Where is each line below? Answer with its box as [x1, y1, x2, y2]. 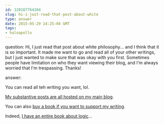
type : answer [5, 16, 32, 21]
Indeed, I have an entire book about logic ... [5, 113, 93, 119]
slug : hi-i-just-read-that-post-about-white [5, 12, 99, 17]
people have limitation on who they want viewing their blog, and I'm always [5, 60, 159, 65]
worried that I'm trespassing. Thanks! [5, 65, 82, 71]
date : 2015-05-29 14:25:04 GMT [5, 21, 70, 26]
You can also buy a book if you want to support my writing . [5, 104, 125, 109]
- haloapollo [5, 30, 32, 35]
